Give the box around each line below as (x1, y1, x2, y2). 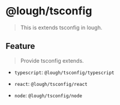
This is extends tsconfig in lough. (20, 24, 103, 31)
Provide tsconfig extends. (20, 57, 85, 64)
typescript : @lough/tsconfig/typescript (14, 69, 115, 76)
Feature (5, 41, 35, 51)
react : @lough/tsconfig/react (14, 80, 88, 87)
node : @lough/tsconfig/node (14, 91, 82, 99)
